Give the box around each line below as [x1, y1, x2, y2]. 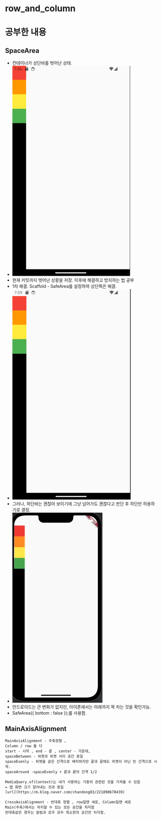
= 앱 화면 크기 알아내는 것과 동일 [5, 785, 64, 790]
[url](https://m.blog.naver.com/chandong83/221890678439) [5, 790, 125, 795]
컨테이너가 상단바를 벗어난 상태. [12, 60, 72, 66]
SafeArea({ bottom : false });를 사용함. [12, 710, 87, 716]
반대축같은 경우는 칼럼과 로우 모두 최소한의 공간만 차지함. [5, 810, 106, 815]
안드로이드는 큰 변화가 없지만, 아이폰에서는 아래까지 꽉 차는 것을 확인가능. [12, 704, 151, 710]
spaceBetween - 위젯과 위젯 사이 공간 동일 [5, 754, 84, 759]
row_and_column [5, 3, 76, 14]
